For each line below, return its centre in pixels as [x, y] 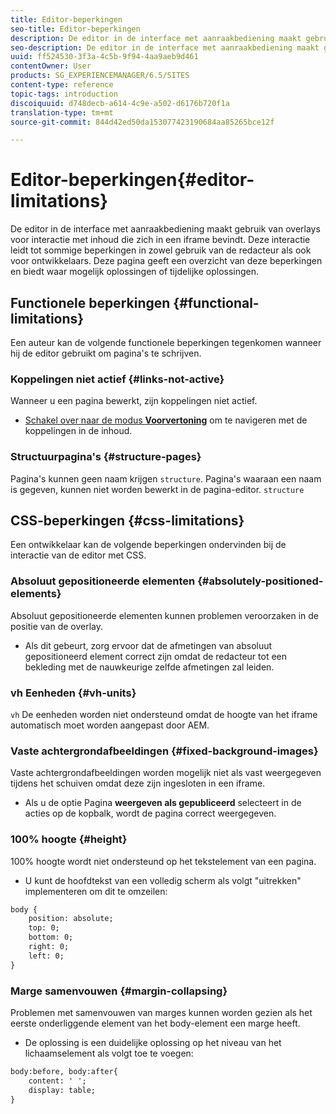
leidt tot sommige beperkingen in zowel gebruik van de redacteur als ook [161, 250]
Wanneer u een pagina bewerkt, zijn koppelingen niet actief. [134, 401]
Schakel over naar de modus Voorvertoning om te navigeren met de [166, 420]
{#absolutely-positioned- [260, 581]
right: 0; [49, 947]
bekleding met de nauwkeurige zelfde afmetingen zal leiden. [149, 667]
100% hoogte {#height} [69, 839]
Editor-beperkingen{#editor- [132, 180]
